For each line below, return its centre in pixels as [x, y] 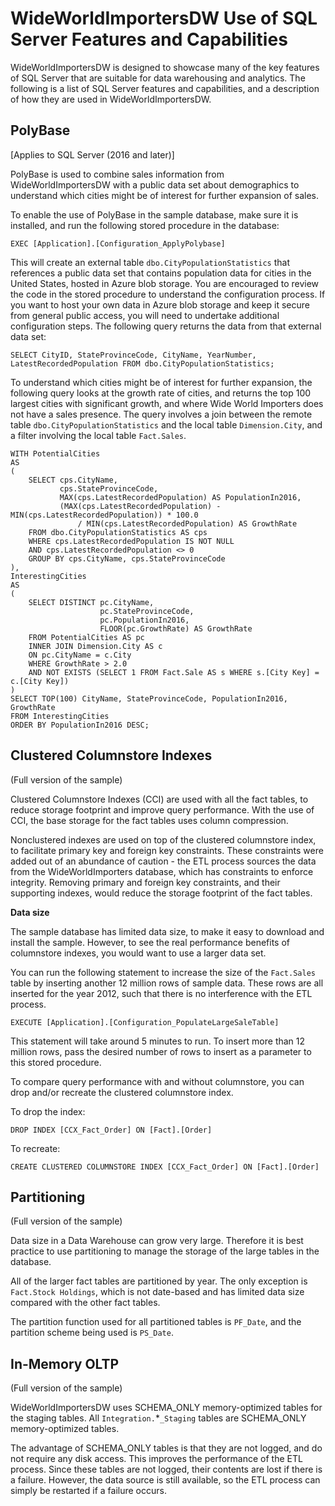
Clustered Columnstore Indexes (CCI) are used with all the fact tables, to [159, 799]
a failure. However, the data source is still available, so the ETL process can [165, 1480]
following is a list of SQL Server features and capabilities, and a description [165, 88]
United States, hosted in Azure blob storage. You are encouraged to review [165, 283]
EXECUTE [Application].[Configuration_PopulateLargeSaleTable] [145, 1022]
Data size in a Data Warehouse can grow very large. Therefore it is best [157, 1241]
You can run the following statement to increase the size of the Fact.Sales [163, 972]
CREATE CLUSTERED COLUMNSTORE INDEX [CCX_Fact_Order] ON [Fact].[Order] [165, 1167]
